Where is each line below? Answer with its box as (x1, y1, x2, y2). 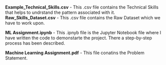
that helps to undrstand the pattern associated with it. (5, 9, 116, 15)
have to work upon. (5, 20, 45, 26)
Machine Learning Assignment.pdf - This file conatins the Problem (5, 50, 145, 56)
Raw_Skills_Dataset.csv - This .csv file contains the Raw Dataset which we (5, 15, 161, 20)
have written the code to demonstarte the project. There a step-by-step (5, 35, 152, 41)
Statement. (5, 55, 28, 61)
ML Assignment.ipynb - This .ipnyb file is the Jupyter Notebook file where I (5, 30, 162, 35)
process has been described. (5, 40, 65, 46)
